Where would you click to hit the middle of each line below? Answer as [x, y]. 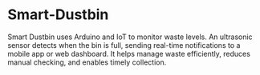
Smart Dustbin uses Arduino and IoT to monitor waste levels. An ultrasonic [130, 37]
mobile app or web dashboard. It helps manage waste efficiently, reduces [129, 53]
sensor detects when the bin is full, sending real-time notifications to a [124, 45]
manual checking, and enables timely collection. [87, 62]
